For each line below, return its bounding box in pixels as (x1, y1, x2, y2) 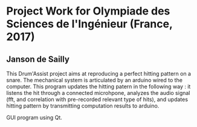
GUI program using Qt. (6, 114, 62, 121)
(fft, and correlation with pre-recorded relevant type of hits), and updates (6, 96, 189, 103)
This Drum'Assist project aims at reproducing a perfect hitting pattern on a (6, 70, 192, 77)
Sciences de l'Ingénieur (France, (6, 17, 173, 31)
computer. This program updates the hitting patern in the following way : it (6, 83, 191, 90)
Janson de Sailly (6, 54, 69, 64)
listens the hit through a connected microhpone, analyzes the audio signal (6, 90, 190, 96)
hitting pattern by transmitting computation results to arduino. (6, 102, 160, 109)
